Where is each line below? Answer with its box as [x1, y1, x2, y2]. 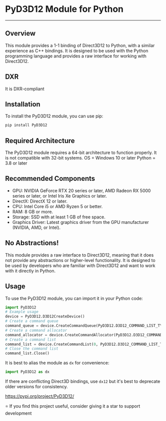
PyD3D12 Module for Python [5, 3, 124, 15]
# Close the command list [5, 346, 58, 351]
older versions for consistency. [5, 384, 68, 389]
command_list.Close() [5, 351, 50, 356]
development [5, 410, 32, 416]
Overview [5, 29, 36, 38]
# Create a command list [5, 337, 56, 342]
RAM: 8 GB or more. [12, 209, 53, 214]
